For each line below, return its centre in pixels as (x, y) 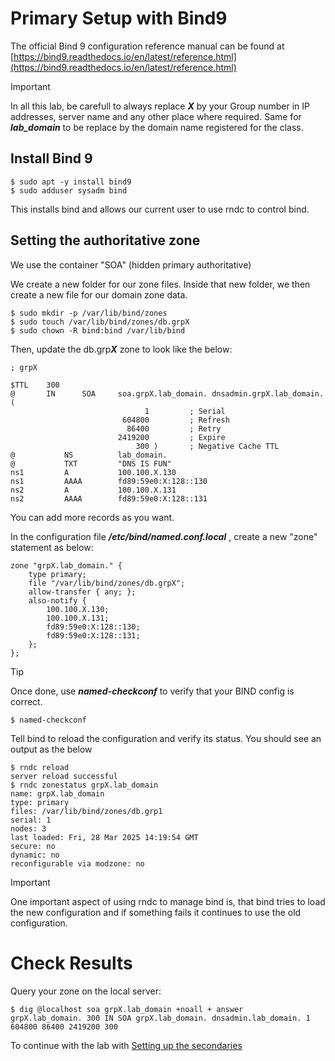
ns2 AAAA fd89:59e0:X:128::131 (109, 498)
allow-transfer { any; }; (82, 592)
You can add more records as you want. (92, 517)
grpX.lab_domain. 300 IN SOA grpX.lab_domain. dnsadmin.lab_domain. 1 (160, 1018)
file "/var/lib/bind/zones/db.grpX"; (107, 583)
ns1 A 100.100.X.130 (93, 472)
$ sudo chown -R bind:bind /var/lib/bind (98, 330)
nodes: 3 (28, 828)
